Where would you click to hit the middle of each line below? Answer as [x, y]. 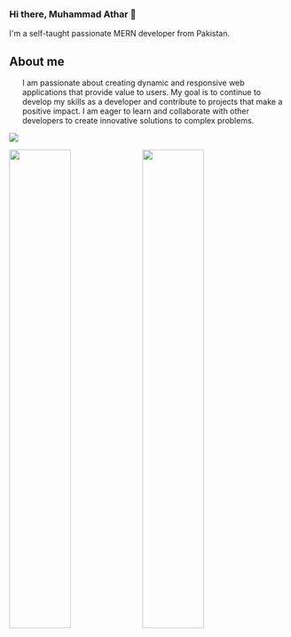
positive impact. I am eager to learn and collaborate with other [136, 111]
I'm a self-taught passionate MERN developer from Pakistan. [120, 34]
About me [37, 61]
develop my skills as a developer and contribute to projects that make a [152, 102]
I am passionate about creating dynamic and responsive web [134, 83]
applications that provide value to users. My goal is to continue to [142, 92]
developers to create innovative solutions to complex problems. [138, 121]
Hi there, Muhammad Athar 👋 [73, 14]
